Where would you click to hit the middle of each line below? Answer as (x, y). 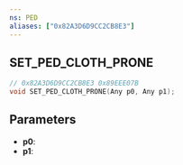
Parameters (43, 119)
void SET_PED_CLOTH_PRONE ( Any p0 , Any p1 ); (92, 92)
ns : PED (24, 18)
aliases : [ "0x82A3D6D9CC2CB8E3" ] (72, 26)
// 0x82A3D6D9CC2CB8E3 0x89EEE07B (74, 83)
